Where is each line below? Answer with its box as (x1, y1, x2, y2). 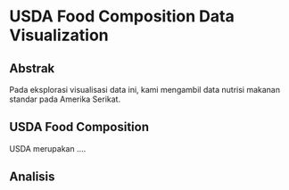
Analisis (9, 169, 55, 185)
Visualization (9, 25, 109, 45)
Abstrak (9, 61, 55, 76)
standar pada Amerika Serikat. (9, 94, 121, 104)
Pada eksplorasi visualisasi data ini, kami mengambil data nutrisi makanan (9, 85, 281, 95)
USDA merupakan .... (9, 143, 87, 153)
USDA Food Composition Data (9, 6, 235, 27)
